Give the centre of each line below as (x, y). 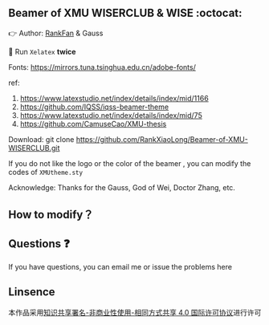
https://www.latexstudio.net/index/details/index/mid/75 (111, 115)
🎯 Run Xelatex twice (42, 51)
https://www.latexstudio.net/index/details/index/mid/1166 (114, 98)
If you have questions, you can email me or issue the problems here (120, 267)
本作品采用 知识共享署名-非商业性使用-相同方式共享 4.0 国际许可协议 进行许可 (135, 312)
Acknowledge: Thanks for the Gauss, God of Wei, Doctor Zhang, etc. (122, 187)
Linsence (32, 292)
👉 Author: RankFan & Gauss (56, 33)
